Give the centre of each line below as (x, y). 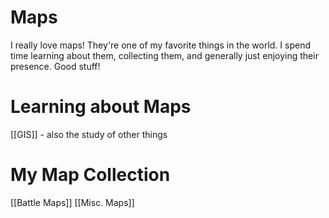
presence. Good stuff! (55, 66)
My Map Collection (90, 175)
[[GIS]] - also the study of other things (89, 134)
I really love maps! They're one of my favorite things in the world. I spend (160, 45)
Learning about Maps (101, 107)
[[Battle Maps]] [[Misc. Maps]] (72, 202)
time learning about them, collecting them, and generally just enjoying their (164, 55)
